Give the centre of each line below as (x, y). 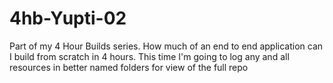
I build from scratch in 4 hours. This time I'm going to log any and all (149, 56)
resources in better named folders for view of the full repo (129, 67)
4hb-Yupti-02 (68, 18)
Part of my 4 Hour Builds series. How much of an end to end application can (166, 46)
